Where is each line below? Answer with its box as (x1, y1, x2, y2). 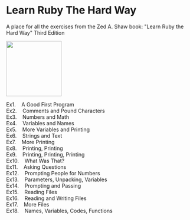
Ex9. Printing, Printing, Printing (6, 151, 85, 158)
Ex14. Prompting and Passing (6, 182, 81, 189)
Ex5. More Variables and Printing (6, 126, 90, 133)
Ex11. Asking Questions (6, 163, 67, 171)
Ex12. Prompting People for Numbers (6, 169, 100, 176)
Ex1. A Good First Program (6, 101, 75, 108)
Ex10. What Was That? (6, 157, 65, 164)
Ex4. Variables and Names (6, 119, 75, 126)
